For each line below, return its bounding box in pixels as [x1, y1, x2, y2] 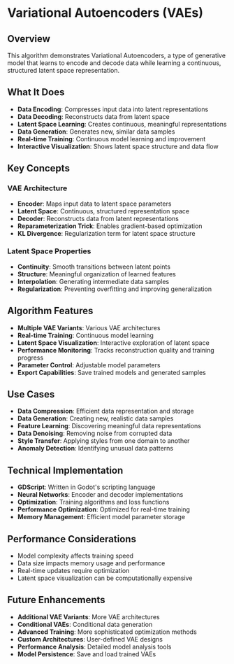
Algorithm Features [7, 305, 94, 317]
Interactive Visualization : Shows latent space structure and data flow [17, 142, 219, 150]
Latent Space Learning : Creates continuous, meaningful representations [17, 120, 227, 128]
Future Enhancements [7, 594, 106, 606]
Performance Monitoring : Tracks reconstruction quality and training [17, 346, 214, 354]
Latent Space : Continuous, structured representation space [17, 206, 190, 215]
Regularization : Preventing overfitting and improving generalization [17, 285, 212, 293]
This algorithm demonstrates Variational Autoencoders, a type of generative [7, 51, 226, 59]
